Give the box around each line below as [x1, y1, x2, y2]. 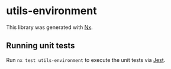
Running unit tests [6, 41, 75, 51]
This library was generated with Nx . [6, 24, 93, 31]
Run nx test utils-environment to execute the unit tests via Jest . [6, 56, 166, 63]
